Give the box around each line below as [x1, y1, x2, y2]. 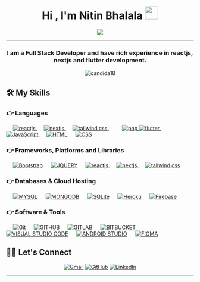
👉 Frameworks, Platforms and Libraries [6, 146, 124, 154]
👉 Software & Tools [6, 208, 65, 217]
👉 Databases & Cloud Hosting [6, 177, 96, 186]
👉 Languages [6, 109, 49, 117]
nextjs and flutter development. [53, 56, 147, 64]
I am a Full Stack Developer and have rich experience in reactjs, [7, 48, 193, 57]
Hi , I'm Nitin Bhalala [41, 9, 143, 23]
